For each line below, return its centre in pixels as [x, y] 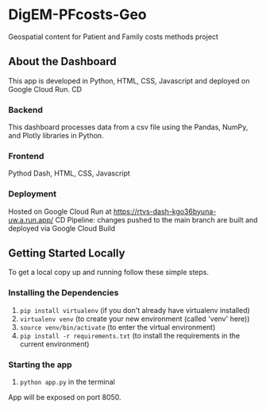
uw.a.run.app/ [31, 219]
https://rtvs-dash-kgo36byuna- [165, 211]
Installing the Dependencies [64, 293]
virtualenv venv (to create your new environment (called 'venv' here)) [135, 319]
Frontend [26, 156]
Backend [26, 110]
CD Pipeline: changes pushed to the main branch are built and [156, 219]
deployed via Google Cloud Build [62, 228]
